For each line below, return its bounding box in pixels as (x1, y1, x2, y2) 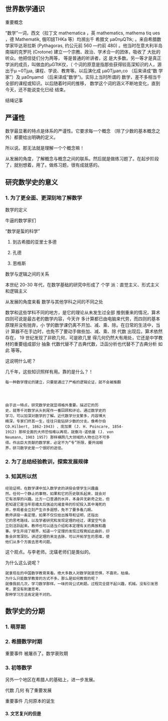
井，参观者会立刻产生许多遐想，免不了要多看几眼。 (5, 507, 95, 512)
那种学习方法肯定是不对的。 (5, 592, 54, 597)
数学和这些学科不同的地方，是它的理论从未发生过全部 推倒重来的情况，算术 (5, 310, 160, 316)
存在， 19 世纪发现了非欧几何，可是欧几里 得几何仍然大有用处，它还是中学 (5, 335, 159, 341)
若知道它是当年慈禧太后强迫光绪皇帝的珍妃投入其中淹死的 (5, 502, 106, 507)
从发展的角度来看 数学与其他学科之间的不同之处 (5, 299, 103, 305)
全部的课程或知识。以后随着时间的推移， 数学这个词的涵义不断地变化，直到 (5, 80, 160, 86)
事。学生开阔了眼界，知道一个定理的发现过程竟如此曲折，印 (5, 528, 110, 533)
